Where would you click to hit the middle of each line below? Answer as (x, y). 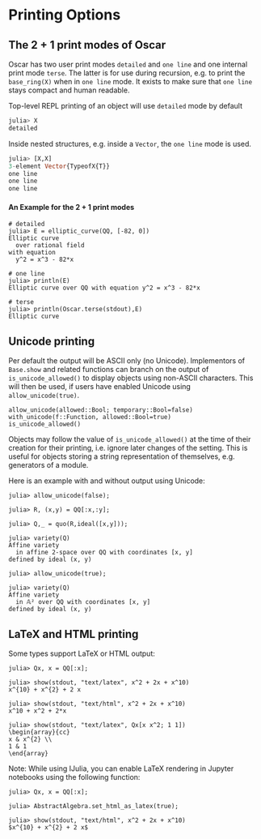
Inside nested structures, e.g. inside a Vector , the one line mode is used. (130, 143)
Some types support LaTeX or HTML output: (82, 653)
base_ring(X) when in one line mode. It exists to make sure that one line (130, 81)
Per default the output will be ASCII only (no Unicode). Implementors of (126, 361)
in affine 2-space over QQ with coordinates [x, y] (105, 553)
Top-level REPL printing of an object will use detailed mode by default (125, 106)
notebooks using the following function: (74, 777)
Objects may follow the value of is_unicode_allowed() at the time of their (130, 439)
